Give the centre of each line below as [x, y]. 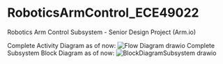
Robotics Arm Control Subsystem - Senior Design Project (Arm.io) [102, 32]
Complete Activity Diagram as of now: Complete [111, 45]
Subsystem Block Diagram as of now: [61, 53]
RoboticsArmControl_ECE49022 [103, 13]
